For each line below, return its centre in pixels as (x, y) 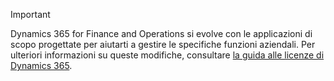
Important (30, 14)
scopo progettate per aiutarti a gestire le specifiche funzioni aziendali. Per (163, 44)
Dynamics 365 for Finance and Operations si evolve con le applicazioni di (161, 33)
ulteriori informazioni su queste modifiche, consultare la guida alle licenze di (167, 55)
